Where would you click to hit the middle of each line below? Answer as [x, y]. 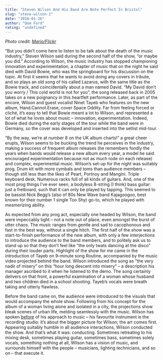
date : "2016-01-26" [25, 18]
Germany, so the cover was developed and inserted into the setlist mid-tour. [81, 128]
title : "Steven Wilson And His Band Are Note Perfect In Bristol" [74, 9]
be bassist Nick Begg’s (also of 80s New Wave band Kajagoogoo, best [76, 195]
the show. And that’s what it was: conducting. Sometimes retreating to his [79, 333]
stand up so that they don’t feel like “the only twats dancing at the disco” [78, 246]
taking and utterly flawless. [32, 287]
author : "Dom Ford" [25, 23]
